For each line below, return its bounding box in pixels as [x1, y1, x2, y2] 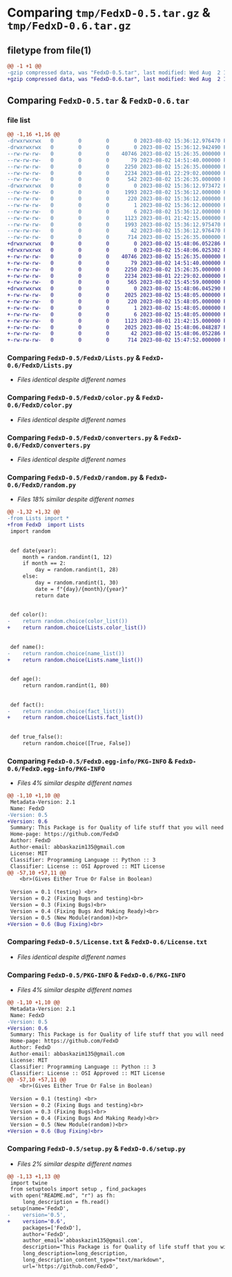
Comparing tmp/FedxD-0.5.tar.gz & [7, 5, 211, 21]
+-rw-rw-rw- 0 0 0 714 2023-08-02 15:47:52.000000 [7, 337, 221, 343]
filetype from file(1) [7, 44, 92, 56]
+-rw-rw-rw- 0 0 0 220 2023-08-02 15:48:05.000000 [7, 299, 221, 305]
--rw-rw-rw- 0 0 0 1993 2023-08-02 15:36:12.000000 [7, 189, 221, 196]
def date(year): [10, 547, 57, 554]
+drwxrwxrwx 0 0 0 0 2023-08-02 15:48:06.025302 [7, 247, 221, 254]
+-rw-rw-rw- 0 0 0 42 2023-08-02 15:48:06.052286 [7, 330, 221, 337]
